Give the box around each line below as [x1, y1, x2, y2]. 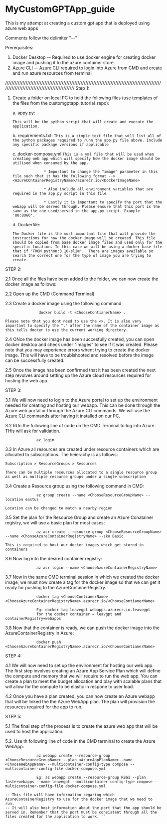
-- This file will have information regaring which [5, 792, 115, 797]
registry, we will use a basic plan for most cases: [5, 519, 105, 525]
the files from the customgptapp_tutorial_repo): [12, 100, 110, 106]
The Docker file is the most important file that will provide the [12, 231, 156, 236]
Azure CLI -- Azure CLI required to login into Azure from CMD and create [12, 65, 163, 71]
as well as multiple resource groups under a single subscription [5, 474, 146, 479]
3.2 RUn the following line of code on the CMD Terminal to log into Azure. [5, 422, 156, 428]
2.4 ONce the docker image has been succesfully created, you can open [5, 336, 155, 342]
